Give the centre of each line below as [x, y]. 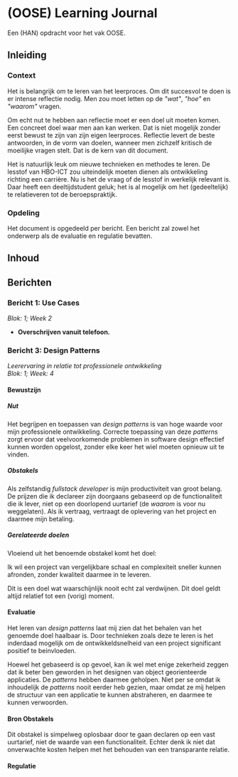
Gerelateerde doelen [38, 535]
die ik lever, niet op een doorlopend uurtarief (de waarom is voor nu [107, 504]
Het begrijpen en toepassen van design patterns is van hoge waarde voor [115, 424]
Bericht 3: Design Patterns [54, 350]
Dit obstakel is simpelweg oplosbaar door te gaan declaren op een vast [111, 734]
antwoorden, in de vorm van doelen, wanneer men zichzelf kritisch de [110, 142]
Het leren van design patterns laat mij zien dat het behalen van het [105, 628]
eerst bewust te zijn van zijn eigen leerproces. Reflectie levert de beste [111, 135]
